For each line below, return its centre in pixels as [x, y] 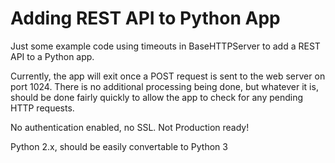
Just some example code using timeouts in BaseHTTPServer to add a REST [165, 46]
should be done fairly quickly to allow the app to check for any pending [157, 97]
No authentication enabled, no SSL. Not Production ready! [130, 127]
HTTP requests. [42, 108]
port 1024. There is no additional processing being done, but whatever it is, [164, 86]
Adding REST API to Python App [145, 18]
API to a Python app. [52, 56]
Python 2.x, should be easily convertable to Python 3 [119, 146]
